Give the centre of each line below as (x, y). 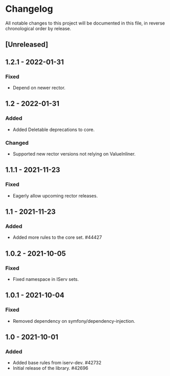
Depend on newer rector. (39, 88)
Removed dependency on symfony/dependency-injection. (74, 321)
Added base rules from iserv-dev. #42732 (57, 363)
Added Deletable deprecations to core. (54, 129)
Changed (17, 143)
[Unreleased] (27, 45)
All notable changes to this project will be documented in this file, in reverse (85, 23)
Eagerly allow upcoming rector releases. (55, 195)
